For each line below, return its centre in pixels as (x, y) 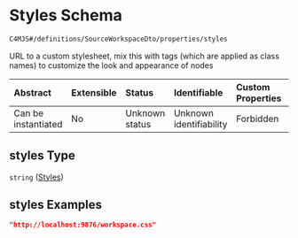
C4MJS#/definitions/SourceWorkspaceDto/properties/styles (118, 39)
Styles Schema (66, 15)
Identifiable (198, 92)
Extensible (94, 92)
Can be (29, 113)
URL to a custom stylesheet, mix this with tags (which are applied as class (144, 56)
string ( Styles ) (36, 177)
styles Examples (55, 205)
